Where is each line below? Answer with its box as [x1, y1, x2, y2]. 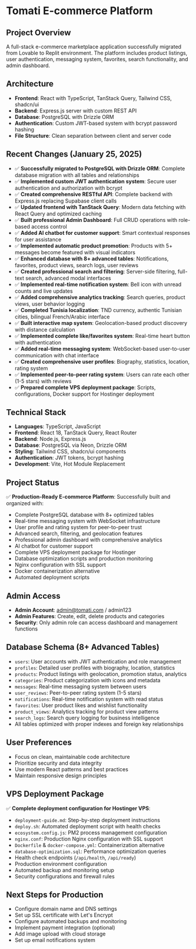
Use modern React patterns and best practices [14, 765, 128, 772]
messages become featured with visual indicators [14, 248, 135, 255]
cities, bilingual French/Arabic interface [14, 313, 110, 320]
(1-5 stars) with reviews [14, 377, 72, 384]
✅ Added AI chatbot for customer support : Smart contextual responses [14, 229, 190, 236]
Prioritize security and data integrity [14, 759, 102, 766]
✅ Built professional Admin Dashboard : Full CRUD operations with [14, 216, 178, 223]
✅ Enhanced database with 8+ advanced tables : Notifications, [14, 255, 169, 262]
